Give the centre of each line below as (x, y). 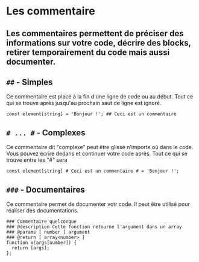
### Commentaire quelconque (42, 222)
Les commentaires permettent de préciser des (95, 34)
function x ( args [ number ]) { (42, 243)
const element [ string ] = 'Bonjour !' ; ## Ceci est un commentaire (91, 114)
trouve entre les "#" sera (37, 160)
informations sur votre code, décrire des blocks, (99, 43)
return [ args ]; (31, 248)
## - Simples (30, 82)
